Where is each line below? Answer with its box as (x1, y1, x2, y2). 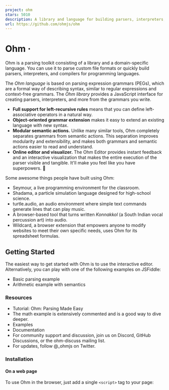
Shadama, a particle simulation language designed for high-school (12, 190, 151, 196)
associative (12, 112, 36, 118)
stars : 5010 (5, 12, 30, 17)
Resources (5, 294, 32, 301)
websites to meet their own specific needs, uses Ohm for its (12, 228, 138, 234)
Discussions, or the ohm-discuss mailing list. (12, 338, 106, 344)
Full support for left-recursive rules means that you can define (12, 106, 145, 113)
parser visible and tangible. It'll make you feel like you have (12, 160, 135, 166)
